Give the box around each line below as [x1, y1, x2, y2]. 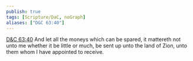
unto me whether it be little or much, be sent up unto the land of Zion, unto [6, 42, 188, 49]
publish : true [6, 8, 41, 15]
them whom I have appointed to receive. [6, 49, 104, 56]
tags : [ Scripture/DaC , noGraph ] [6, 14, 86, 20]
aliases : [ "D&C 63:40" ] [6, 20, 65, 25]
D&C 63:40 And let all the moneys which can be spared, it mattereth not [6, 36, 181, 43]
